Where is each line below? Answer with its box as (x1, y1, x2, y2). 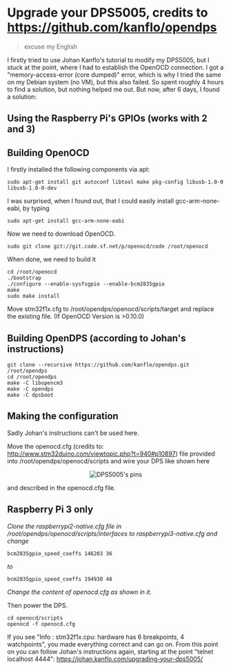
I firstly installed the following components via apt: (7, 165, 150, 174)
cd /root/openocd (7, 268, 57, 276)
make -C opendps (7, 385, 54, 392)
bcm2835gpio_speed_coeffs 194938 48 (7, 575, 112, 582)
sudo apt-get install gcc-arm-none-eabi (7, 218, 125, 225)
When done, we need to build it (7, 255, 97, 263)
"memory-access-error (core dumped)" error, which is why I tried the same (7, 71, 222, 79)
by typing (23, 204, 50, 212)
